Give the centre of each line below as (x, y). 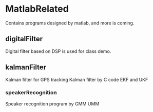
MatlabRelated (37, 9)
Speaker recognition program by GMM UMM (52, 104)
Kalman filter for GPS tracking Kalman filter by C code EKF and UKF (77, 79)
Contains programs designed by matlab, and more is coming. (70, 23)
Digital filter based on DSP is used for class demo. (58, 51)
